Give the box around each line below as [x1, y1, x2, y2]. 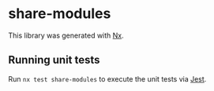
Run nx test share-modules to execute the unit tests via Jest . [8, 74, 207, 83]
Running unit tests [8, 53, 100, 67]
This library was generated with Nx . [8, 31, 124, 40]
